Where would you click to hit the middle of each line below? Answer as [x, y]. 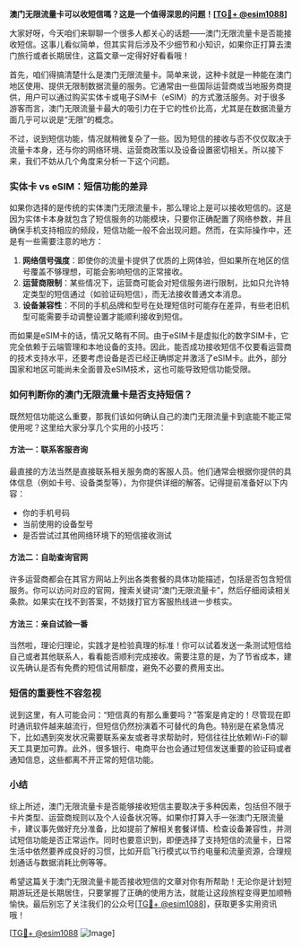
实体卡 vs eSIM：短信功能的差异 [78, 186]
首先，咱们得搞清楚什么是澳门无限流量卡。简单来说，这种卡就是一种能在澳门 [150, 75]
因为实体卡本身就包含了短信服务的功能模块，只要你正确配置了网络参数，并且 [150, 219]
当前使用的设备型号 [58, 523]
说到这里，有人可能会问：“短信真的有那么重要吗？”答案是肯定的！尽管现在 [146, 715]
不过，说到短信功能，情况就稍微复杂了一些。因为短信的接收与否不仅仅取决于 [150, 139]
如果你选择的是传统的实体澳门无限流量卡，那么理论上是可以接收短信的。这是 [150, 208]
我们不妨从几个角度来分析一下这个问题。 [99, 161]
